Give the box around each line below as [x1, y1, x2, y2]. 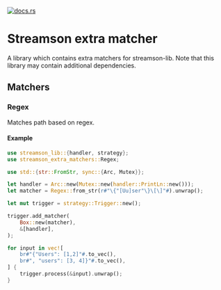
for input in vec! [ [7, 244, 64, 252]
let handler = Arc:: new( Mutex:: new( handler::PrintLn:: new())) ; [7, 181, 195, 188]
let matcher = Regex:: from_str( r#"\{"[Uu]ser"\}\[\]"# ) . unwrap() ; [7, 188, 204, 195]
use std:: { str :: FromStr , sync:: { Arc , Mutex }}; [7, 168, 145, 175]
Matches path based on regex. [7, 118, 95, 127]
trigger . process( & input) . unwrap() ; [19, 271, 123, 277]
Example [7, 134, 33, 143]
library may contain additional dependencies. [7, 61, 137, 70]
